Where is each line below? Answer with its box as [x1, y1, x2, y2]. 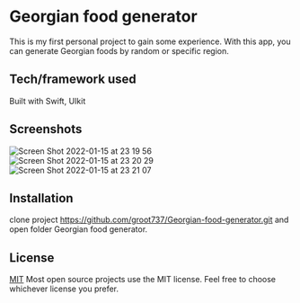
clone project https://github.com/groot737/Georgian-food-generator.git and [9, 214, 289, 226]
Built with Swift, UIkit [9, 95, 86, 106]
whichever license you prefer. [9, 283, 119, 294]
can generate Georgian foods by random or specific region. [9, 45, 229, 56]
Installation [9, 191, 74, 206]
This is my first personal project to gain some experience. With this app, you [9, 36, 292, 47]
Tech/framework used [9, 72, 137, 87]
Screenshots [9, 121, 83, 137]
